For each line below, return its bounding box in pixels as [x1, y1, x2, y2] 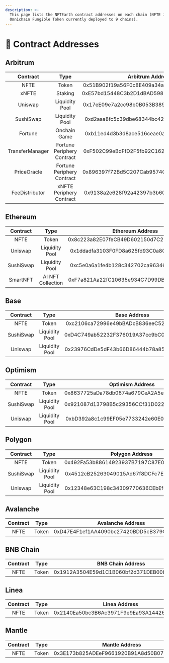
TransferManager [8, 148, 49, 155]
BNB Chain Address [97, 560, 145, 567]
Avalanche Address [97, 520, 145, 527]
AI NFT [42, 273, 59, 280]
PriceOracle [14, 169, 43, 176]
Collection [39, 280, 63, 287]
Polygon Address [110, 450, 153, 457]
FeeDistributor [11, 189, 45, 196]
